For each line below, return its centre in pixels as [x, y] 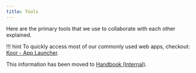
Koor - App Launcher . [33, 53]
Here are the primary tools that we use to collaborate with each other [91, 28]
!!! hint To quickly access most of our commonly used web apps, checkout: [98, 46]
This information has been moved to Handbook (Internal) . [77, 64]
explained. [19, 35]
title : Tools [22, 12]
